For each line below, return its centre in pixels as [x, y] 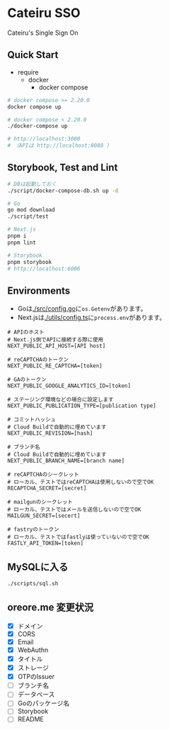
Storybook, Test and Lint [63, 168]
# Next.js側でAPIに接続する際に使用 [56, 340]
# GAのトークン [27, 380]
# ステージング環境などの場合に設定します [61, 400]
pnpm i [17, 236]
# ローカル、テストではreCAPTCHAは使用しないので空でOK [81, 482]
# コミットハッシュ [32, 420]
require [28, 72]
